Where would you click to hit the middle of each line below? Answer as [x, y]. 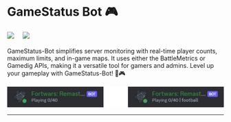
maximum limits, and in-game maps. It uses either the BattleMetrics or [107, 58]
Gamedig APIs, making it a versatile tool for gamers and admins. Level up [111, 65]
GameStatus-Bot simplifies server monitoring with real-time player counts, [112, 51]
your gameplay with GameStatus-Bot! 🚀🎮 [66, 73]
